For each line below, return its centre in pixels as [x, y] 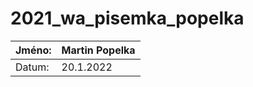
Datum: [32, 67]
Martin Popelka [98, 50]
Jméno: [33, 50]
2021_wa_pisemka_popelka [127, 18]
